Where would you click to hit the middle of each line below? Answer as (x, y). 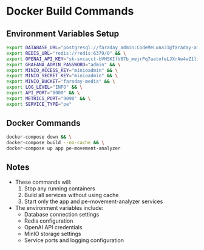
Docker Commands (43, 123)
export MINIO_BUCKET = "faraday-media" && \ (61, 82)
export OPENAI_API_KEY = (36, 59)
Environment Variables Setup (63, 34)
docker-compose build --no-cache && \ (55, 143)
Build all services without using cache (71, 195)
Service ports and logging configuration (74, 240)
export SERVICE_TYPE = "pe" (39, 104)
